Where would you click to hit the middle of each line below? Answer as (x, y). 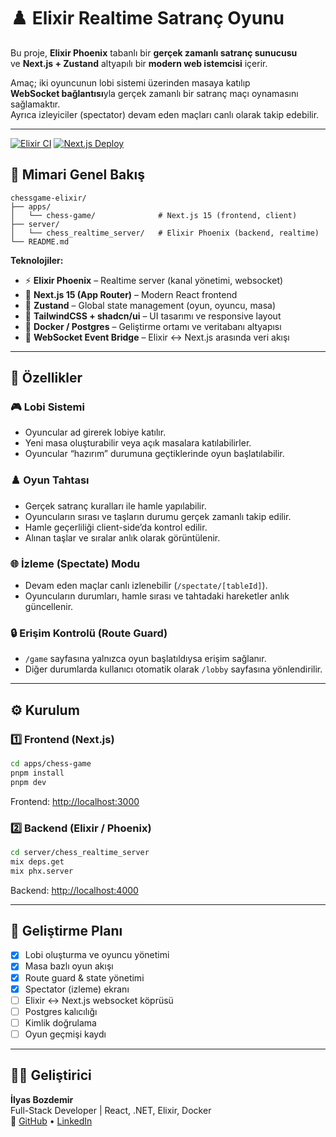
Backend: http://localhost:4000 (74, 890)
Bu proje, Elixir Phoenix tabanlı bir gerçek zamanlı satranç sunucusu (154, 52)
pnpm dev (28, 782)
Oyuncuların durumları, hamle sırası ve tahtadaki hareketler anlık (157, 596)
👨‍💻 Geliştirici (51, 1075)
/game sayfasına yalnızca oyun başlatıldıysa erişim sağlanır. (145, 659)
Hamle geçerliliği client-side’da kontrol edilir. (116, 527)
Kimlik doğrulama (60, 1022)
